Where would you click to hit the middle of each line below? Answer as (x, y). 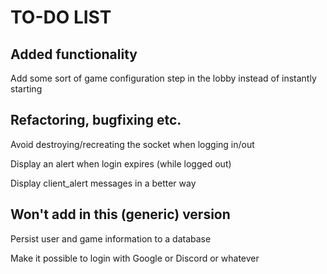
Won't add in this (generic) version (120, 214)
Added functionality (74, 54)
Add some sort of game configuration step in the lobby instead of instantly (163, 78)
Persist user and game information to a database (111, 238)
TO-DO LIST (61, 17)
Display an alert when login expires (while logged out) (121, 163)
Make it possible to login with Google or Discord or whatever (135, 258)
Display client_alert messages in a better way (103, 183)
